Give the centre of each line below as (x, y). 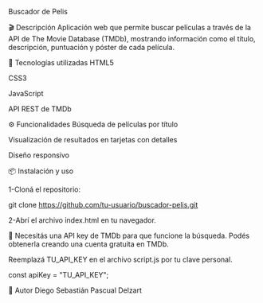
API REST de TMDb (40, 109)
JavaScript (26, 93)
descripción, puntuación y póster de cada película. (92, 47)
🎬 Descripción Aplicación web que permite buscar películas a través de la (130, 27)
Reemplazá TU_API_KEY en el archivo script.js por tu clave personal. (120, 259)
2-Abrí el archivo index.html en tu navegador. (82, 220)
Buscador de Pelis (38, 12)
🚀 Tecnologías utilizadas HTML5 (61, 62)
